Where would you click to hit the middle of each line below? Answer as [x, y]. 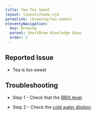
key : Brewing [23, 28]
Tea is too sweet [29, 70]
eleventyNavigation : [27, 24]
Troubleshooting [32, 85]
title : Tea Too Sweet [28, 10]
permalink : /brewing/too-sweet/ [39, 19]
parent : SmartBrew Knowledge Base [45, 33]
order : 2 [19, 38]
